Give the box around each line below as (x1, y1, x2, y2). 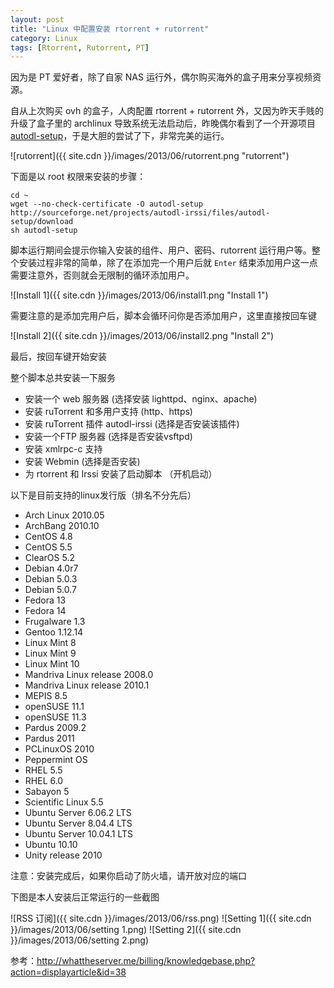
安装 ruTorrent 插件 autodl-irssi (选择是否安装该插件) (24, 418, 240, 430)
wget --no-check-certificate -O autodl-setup (10, 199, 203, 210)
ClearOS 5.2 (24, 552, 75, 564)
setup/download (10, 217, 74, 227)
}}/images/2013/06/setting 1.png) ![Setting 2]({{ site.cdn (10, 924, 242, 936)
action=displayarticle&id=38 (10, 966, 127, 978)
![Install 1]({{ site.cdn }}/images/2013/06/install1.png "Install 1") (10, 289, 269, 301)
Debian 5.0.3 (24, 573, 78, 585)
